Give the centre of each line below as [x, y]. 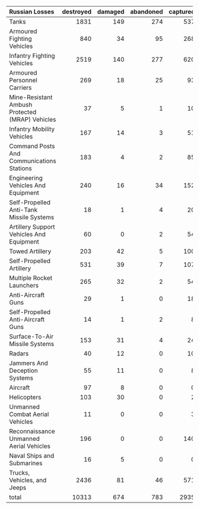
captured [182, 12]
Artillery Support [32, 227]
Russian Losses [32, 12]
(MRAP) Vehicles [33, 119]
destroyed [77, 12]
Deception [24, 371]
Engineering [26, 178]
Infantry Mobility [32, 129]
